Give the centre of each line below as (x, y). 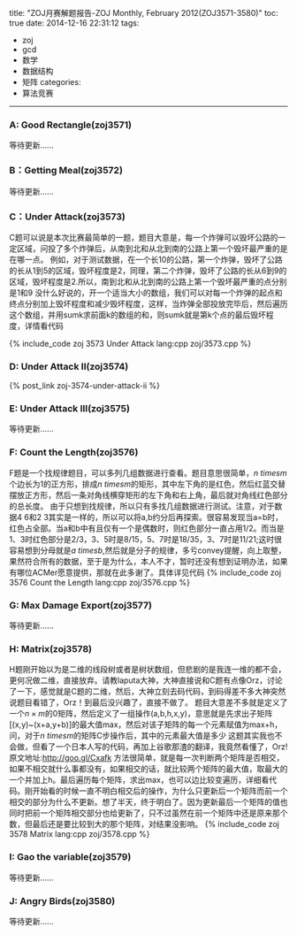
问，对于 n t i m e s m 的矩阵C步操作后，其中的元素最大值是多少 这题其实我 (138, 736)
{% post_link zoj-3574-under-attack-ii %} (85, 386)
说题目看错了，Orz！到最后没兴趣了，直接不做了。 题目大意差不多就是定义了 (148, 702)
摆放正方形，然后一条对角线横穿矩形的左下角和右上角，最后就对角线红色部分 (148, 494)
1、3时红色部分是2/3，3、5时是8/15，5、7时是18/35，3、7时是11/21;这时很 (146, 539)
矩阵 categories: (51, 82)
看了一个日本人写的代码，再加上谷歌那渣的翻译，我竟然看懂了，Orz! (164, 747)
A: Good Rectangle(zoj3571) (71, 125)
